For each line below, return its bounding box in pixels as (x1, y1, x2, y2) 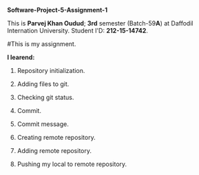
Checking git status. (17, 93, 74, 101)
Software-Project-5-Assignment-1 (7, 6, 108, 14)
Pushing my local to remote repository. (17, 160, 127, 168)
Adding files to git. (17, 80, 70, 88)
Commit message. (17, 120, 69, 128)
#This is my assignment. (7, 40, 76, 48)
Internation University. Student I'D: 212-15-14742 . (7, 27, 148, 34)
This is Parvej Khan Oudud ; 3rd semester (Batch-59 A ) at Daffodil (7, 19, 193, 27)
